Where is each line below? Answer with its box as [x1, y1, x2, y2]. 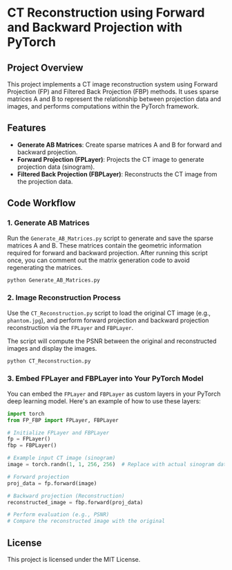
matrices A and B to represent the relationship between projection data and [7, 95, 222, 103]
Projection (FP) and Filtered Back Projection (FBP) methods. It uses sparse [7, 88, 219, 95]
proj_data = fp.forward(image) [7, 479, 97, 487]
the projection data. [17, 177, 73, 185]
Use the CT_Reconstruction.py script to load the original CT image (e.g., [7, 309, 211, 317]
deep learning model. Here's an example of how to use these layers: [7, 396, 202, 405]
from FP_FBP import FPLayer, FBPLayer [7, 416, 119, 423]
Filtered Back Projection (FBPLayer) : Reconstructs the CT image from [17, 169, 217, 178]
